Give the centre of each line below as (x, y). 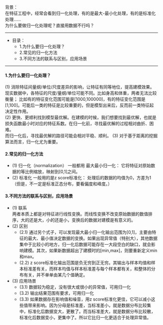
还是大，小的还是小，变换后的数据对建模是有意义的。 (82, 220)
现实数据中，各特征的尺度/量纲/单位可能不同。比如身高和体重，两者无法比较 (81, 93)
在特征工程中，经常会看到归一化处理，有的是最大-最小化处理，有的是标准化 (81, 13)
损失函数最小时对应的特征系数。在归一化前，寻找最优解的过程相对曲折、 (77, 124)
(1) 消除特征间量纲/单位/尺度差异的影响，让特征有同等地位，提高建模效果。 (80, 87)
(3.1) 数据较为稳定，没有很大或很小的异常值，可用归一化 (75, 287)
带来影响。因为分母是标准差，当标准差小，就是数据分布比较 (87, 305)
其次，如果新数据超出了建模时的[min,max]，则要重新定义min (97, 250)
